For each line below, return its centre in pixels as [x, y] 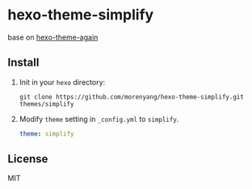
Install [23, 63]
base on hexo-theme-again [53, 37]
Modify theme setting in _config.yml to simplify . [99, 119]
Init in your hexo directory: [62, 82]
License [28, 159]
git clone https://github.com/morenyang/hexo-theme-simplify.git [131, 97]
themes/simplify [46, 104]
